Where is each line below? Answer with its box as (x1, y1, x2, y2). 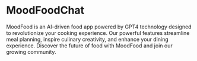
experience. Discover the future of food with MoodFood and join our (6, 42, 173, 49)
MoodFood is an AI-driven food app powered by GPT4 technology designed (6, 23, 192, 30)
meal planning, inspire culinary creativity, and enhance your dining (6, 36, 169, 43)
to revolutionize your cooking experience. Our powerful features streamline (6, 29, 190, 36)
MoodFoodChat (6, 4, 85, 17)
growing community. (6, 48, 56, 55)
